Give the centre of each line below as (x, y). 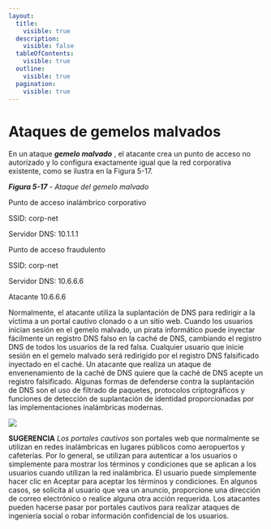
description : (38, 39)
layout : (22, 16)
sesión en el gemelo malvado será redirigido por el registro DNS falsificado (134, 356)
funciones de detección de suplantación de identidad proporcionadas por (131, 399)
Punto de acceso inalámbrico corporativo (77, 203)
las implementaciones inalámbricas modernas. (86, 407)
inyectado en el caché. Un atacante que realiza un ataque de (110, 364)
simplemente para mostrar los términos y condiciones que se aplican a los (133, 464)
